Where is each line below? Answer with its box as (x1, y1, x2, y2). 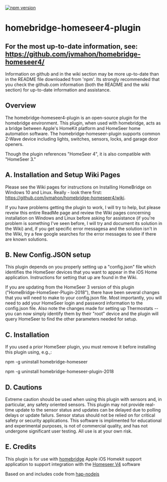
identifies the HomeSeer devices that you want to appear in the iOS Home (5, 269, 157, 275)
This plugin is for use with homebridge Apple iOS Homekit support (5, 455, 142, 462)
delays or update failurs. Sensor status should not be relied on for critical (5, 412, 155, 418)
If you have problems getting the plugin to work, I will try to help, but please (5, 204, 161, 210)
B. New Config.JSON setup (5, 250, 91, 259)
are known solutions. (5, 236, 48, 242)
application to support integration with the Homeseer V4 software (5, 461, 140, 467)
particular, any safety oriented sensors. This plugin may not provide (5, 401, 144, 407)
